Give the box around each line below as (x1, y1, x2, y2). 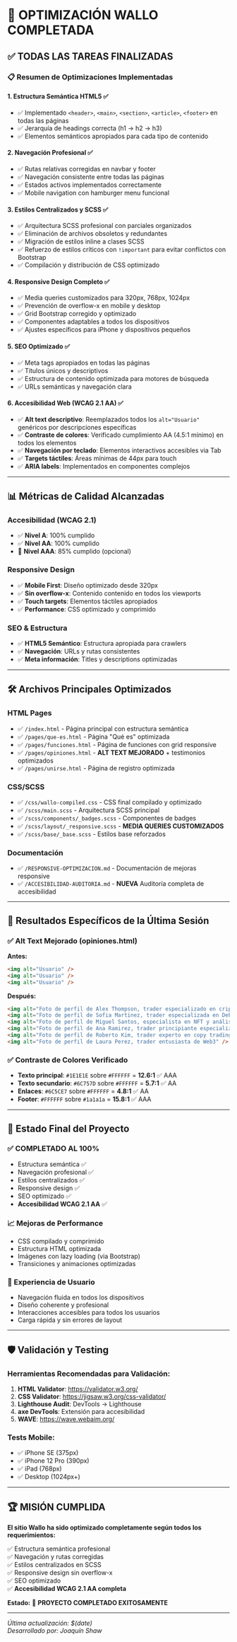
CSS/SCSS (7, 782, 45, 792)
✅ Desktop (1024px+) (17, 1473, 81, 1481)
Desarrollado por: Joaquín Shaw (7, 1626, 102, 1635)
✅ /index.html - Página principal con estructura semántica (17, 724, 189, 733)
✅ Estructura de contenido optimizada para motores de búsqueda (17, 374, 209, 382)
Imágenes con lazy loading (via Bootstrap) (17, 1252, 141, 1260)
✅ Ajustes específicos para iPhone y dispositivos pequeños (17, 326, 191, 334)
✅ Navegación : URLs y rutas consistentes (17, 647, 140, 655)
